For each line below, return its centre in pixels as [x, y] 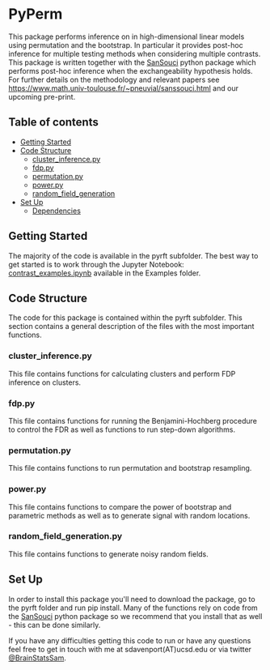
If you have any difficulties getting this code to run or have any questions [130, 640]
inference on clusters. [45, 382]
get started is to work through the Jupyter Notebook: [96, 264]
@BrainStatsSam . [37, 658]
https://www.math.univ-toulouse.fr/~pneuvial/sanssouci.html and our [123, 88]
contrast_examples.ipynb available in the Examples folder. [105, 273]
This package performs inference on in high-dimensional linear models [127, 36]
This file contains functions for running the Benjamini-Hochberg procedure [133, 420]
